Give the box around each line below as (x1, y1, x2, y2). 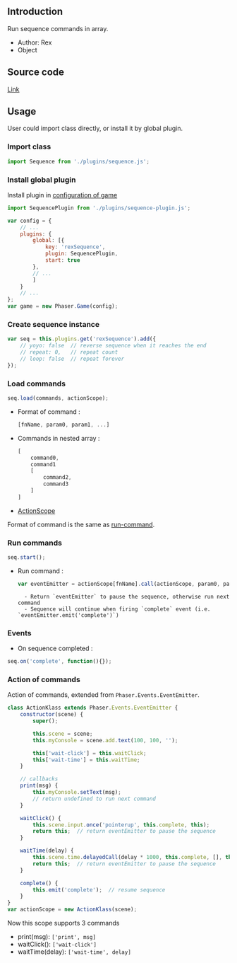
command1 (30, 461, 56, 468)
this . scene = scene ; (32, 730, 93, 737)
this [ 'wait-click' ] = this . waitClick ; (32, 749, 147, 756)
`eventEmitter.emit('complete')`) (17, 611, 119, 618)
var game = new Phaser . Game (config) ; (7, 303, 119, 310)
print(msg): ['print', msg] (17, 933, 97, 941)
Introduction (7, 6, 63, 18)
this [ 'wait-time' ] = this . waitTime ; (32, 756, 140, 763)
